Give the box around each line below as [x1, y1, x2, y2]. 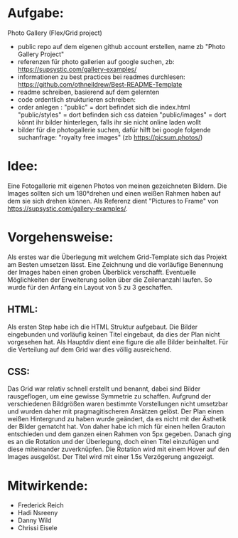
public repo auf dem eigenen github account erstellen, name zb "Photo [17, 42, 226, 51]
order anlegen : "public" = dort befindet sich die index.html [17, 102, 190, 111]
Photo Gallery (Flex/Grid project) [7, 28, 103, 37]
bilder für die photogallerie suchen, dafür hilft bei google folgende [17, 125, 211, 134]
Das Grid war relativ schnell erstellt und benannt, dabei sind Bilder [7, 384, 201, 393]
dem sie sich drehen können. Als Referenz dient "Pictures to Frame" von [7, 196, 219, 205]
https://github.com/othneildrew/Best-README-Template [17, 80, 183, 88]
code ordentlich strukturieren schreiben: [17, 95, 136, 104]
